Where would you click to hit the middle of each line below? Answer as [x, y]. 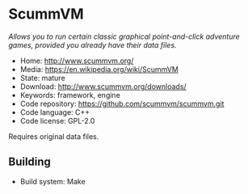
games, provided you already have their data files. [92, 44]
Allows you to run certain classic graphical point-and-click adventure [124, 36]
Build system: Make [53, 181]
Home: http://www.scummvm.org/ [77, 61]
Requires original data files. [54, 136]
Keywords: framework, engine [70, 95]
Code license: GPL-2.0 [57, 120]
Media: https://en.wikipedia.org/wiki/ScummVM [99, 69]
